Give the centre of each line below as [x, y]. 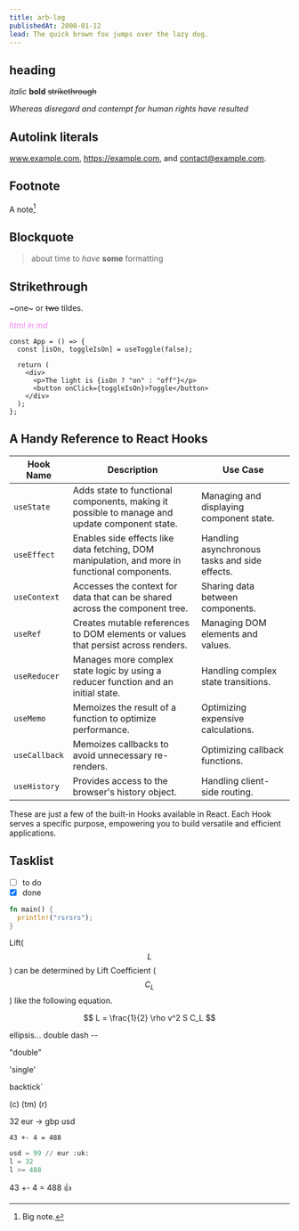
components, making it [120, 501]
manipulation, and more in [127, 560]
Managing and [231, 495]
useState [32, 507]
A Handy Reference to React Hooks [109, 439]
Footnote [35, 187]
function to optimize [114, 718]
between [220, 597]
